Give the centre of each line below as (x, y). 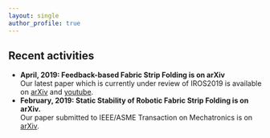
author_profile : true (45, 23)
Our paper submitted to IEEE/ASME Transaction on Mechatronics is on (136, 118)
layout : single (34, 16)
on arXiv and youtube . (57, 92)
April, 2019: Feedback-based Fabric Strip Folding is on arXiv (122, 75)
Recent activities (51, 56)
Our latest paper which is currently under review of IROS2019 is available (141, 83)
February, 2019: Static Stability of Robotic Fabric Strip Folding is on (134, 100)
